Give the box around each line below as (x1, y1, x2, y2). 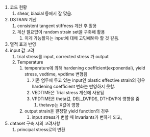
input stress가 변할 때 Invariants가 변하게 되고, (31, 114, 122, 120)
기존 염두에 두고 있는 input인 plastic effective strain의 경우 (31, 77, 146, 83)
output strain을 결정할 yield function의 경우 (24, 108, 109, 114)
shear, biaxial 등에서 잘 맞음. (17, 10, 73, 16)
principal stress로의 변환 (17, 127, 65, 132)
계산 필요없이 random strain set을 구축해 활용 (17, 29, 105, 34)
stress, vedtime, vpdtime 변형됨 (24, 71, 88, 77)
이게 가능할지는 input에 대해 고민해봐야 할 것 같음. (24, 35, 120, 41)
